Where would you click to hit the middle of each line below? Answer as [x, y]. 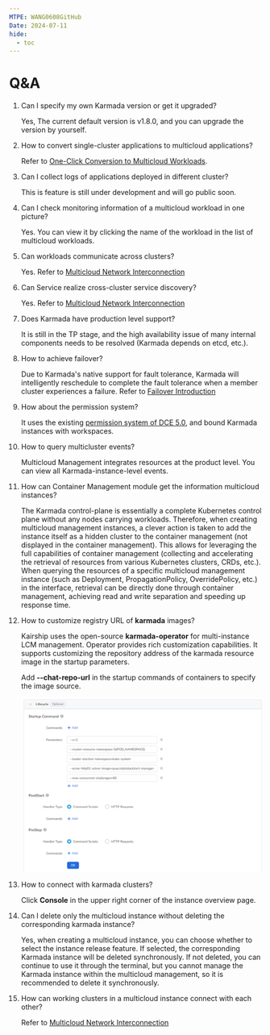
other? [31, 1007]
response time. [46, 605]
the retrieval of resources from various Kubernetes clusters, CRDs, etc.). [141, 562]
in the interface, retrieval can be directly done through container [127, 588]
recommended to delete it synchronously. [90, 983]
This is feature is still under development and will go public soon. [129, 193]
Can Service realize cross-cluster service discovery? [108, 288]
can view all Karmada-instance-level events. [94, 471]
